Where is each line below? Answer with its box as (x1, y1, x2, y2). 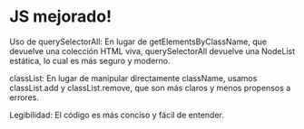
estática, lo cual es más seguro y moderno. (9, 55, 171, 66)
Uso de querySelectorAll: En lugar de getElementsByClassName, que (9, 36, 268, 47)
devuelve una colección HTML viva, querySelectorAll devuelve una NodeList (9, 45, 296, 56)
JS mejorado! (9, 6, 112, 27)
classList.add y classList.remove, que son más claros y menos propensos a (9, 82, 291, 93)
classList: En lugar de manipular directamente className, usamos (9, 72, 258, 83)
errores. (9, 92, 39, 103)
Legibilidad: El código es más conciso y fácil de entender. (9, 109, 224, 120)
